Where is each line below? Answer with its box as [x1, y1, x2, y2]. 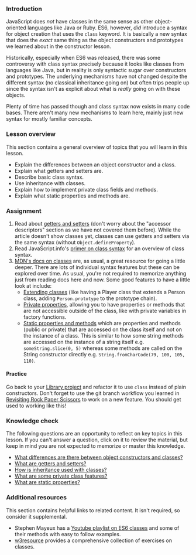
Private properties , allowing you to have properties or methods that [23, 301, 185, 308]
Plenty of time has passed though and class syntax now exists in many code [6, 103, 190, 110]
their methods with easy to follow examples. [14, 530, 121, 537]
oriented [6, 24, 26, 31]
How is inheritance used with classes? [14, 467, 107, 474]
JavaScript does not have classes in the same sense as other [6, 18, 154, 25]
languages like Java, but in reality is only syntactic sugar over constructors [6, 67, 187, 74]
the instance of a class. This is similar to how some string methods [23, 332, 184, 339]
